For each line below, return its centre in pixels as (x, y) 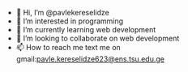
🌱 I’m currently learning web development (86, 30)
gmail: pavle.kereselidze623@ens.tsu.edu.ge (90, 59)
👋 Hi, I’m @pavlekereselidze (62, 13)
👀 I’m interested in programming (70, 21)
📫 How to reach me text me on (68, 47)
